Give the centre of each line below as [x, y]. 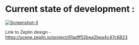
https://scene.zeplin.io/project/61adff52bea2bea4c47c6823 [67, 37]
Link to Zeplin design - [28, 32]
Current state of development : [70, 9]
